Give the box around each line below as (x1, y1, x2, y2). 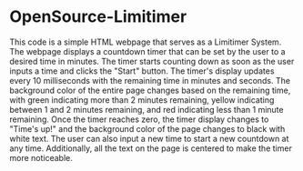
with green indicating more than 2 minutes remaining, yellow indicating (9, 94, 275, 106)
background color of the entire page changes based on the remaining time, (9, 85, 291, 96)
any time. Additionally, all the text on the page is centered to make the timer (9, 143, 293, 154)
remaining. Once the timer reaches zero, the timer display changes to (9, 114, 269, 125)
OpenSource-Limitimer (9, 6, 187, 27)
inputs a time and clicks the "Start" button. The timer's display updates (9, 65, 275, 76)
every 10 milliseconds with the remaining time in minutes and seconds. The (9, 75, 291, 85)
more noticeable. (9, 152, 73, 163)
